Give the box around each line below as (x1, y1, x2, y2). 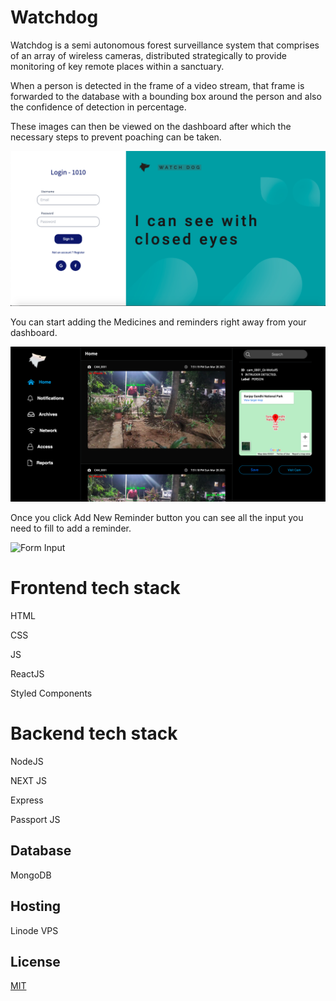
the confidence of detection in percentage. (10, 101, 187, 113)
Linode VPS (10, 924, 59, 936)
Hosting (10, 898, 62, 915)
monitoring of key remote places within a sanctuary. (10, 60, 225, 72)
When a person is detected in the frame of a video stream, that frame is (10, 79, 305, 91)
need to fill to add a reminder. (10, 522, 132, 535)
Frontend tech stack (10, 577, 181, 600)
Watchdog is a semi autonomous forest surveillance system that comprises (10, 39, 320, 51)
